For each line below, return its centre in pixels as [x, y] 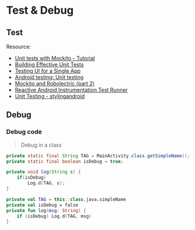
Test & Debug [40, 10]
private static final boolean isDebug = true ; [65, 161]
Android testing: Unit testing [49, 77]
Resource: [19, 46]
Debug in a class [41, 145]
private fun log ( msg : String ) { [46, 210]
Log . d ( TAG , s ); [46, 183]
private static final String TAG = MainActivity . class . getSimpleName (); [98, 156]
